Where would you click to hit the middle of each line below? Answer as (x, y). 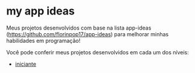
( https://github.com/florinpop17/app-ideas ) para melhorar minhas (88, 34)
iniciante (25, 64)
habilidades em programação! (43, 40)
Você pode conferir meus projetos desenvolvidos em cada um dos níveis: (97, 52)
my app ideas (40, 11)
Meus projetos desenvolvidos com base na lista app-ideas (79, 28)
